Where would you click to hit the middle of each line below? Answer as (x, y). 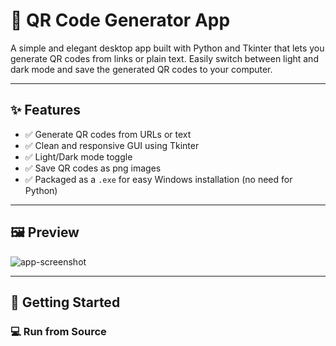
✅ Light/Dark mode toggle (78, 156)
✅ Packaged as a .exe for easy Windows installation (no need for (158, 179)
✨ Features (45, 110)
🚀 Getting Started (65, 302)
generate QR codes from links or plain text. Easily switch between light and (164, 58)
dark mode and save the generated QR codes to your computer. (141, 69)
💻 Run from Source (58, 331)
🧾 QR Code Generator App (120, 20)
